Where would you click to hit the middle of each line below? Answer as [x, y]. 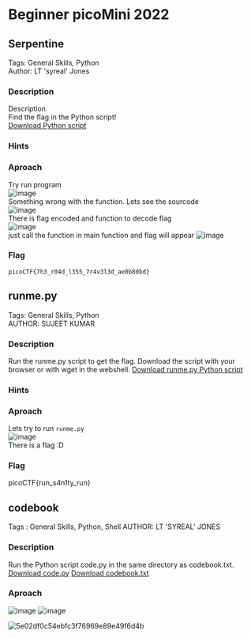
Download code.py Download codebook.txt [79, 573]
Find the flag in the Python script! [62, 117]
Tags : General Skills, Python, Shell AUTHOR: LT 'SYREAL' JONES [114, 527]
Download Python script [47, 126]
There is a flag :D [36, 445]
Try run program [35, 184]
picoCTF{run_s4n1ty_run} [49, 483]
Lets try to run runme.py [46, 428]
